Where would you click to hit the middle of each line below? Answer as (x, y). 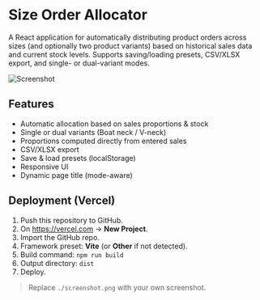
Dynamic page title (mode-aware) (77, 175)
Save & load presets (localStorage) (78, 158)
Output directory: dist (57, 263)
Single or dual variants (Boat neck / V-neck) (93, 132)
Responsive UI (44, 167)
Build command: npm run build (72, 254)
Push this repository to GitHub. (71, 220)
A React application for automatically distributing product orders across (128, 37)
